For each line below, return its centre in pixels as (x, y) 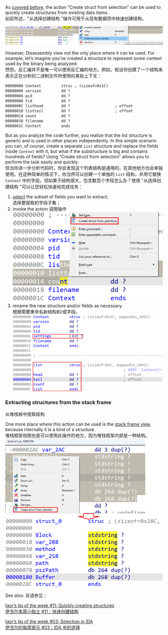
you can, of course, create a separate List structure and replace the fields (82, 146)
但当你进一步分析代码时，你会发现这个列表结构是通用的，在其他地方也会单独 (84, 168)
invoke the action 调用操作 (39, 209)
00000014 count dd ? (38, 116)
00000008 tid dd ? (38, 101)
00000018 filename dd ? (38, 121)
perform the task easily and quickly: (42, 162)
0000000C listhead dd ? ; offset (69, 106)
